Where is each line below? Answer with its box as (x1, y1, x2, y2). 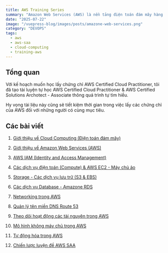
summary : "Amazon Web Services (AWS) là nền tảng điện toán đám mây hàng (6, 12, 163, 17)
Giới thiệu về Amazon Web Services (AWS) (13, 145, 102, 151)
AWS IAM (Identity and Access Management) (13, 154, 107, 161)
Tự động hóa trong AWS (13, 232, 63, 239)
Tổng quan (6, 68, 40, 76)
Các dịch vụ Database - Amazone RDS (13, 184, 93, 190)
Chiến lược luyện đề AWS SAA (13, 242, 76, 248)
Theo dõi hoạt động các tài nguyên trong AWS (13, 213, 109, 219)
